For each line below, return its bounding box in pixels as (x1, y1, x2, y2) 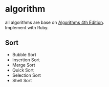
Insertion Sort (12, 57, 40, 63)
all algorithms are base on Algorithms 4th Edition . (5, 19, 104, 25)
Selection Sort (12, 72, 41, 78)
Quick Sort (12, 67, 34, 73)
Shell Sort (12, 77, 32, 83)
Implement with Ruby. (5, 24, 49, 30)
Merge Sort (12, 62, 35, 68)
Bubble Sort (12, 52, 37, 57)
